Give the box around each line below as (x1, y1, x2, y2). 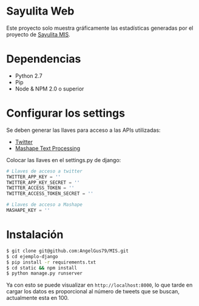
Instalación (6, 228, 64, 242)
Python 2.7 (15, 72, 42, 80)
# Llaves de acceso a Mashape (6, 202, 83, 208)
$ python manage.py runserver (6, 270, 83, 277)
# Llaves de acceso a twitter (6, 168, 83, 174)
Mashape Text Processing (15, 144, 81, 152)
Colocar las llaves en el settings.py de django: (6, 156, 121, 163)
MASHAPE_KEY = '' (6, 208, 50, 214)
